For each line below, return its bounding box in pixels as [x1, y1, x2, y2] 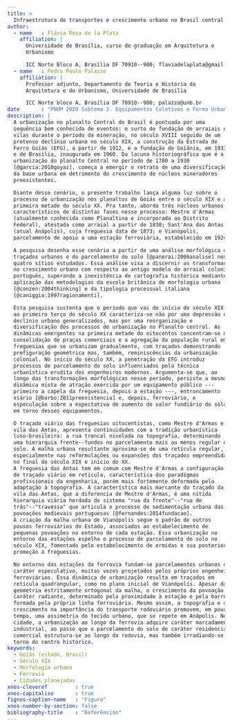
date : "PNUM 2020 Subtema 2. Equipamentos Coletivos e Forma [7, 106, 209, 113]
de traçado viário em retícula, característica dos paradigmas [13, 472, 199, 478]
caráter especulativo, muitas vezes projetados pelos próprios [13, 567, 199, 575]
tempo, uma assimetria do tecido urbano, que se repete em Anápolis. [13, 613, 217, 620]
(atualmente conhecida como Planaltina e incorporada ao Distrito [13, 215, 209, 222]
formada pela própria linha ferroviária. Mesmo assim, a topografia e [13, 600, 221, 607]
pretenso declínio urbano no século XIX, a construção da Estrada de [13, 138, 217, 145]
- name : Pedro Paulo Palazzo [13, 67, 107, 75]
